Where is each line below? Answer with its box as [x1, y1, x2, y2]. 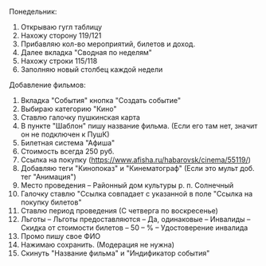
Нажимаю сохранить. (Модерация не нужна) [20, 240, 174, 249]
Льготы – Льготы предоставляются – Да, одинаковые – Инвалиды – [20, 215, 251, 224]
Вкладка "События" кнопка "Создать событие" [20, 96, 182, 105]
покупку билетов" [20, 197, 82, 207]
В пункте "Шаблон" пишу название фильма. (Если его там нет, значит [20, 121, 258, 130]
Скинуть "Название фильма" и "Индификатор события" [20, 248, 210, 258]
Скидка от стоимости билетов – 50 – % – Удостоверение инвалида [20, 223, 248, 232]
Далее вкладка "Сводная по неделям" [20, 48, 152, 57]
